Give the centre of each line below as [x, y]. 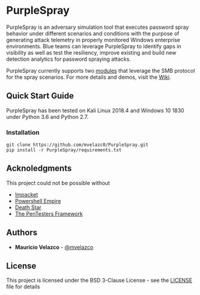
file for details [23, 287]
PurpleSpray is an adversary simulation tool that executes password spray [98, 27]
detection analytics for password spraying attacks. [69, 59]
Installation [23, 132]
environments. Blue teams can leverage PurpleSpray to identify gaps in [94, 46]
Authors [22, 233]
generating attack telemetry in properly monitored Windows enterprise [93, 40]
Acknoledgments [39, 169]
